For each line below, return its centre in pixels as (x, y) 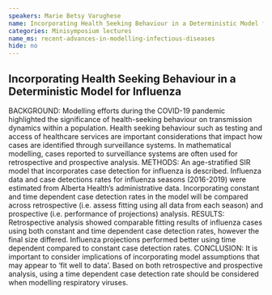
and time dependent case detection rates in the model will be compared (128, 196)
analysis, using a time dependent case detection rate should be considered (134, 274)
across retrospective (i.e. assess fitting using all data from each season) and (136, 205)
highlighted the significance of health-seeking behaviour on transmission (130, 119)
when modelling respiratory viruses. (68, 282)
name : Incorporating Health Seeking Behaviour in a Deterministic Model (134, 23)
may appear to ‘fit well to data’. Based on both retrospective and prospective (136, 265)
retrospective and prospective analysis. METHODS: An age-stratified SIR (130, 162)
